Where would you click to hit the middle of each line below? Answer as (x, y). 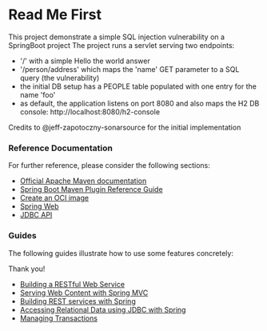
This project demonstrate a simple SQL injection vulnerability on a (117, 37)
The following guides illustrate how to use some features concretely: (121, 253)
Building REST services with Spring (78, 301)
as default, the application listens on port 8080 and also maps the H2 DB (139, 103)
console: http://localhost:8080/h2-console (90, 112)
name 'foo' (38, 94)
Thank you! (27, 269)
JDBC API (36, 215)
